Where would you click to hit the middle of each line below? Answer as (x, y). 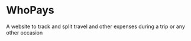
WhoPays (30, 10)
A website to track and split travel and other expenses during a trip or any (96, 26)
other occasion (25, 32)
